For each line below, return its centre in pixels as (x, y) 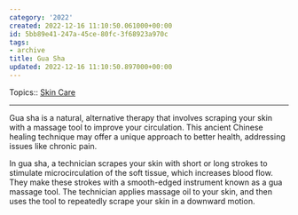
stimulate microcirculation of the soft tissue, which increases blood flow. (141, 172)
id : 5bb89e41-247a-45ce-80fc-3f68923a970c (89, 34)
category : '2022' (41, 17)
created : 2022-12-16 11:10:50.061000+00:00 (91, 26)
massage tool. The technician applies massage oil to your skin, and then (141, 191)
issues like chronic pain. (53, 146)
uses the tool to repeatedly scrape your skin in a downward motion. (132, 201)
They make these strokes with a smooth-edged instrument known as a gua (146, 182)
